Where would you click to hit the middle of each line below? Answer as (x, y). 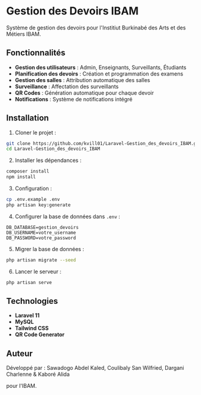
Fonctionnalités (36, 53)
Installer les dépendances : (48, 161)
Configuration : (33, 189)
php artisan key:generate (38, 205)
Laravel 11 (27, 315)
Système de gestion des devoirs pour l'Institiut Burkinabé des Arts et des (96, 28)
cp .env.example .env (33, 200)
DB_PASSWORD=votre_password (41, 238)
